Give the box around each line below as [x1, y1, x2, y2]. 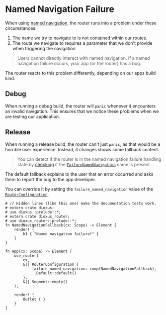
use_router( [14, 253, 39, 258]
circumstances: [5, 25, 37, 31]
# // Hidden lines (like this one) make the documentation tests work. [5, 201, 157, 206]
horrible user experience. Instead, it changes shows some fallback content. [5, 146, 160, 152]
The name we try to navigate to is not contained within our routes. [12, 35, 148, 41]
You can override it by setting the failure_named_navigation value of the [5, 186, 153, 192]
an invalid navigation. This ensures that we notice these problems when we [5, 108, 159, 114]
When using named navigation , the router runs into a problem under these [5, 20, 157, 26]
